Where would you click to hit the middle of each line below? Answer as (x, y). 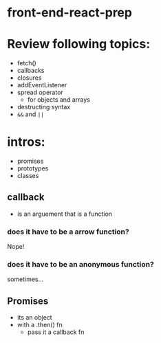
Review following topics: (79, 44)
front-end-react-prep (70, 13)
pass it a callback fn (56, 332)
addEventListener (42, 85)
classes (28, 176)
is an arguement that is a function (64, 214)
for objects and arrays (59, 100)
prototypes (33, 168)
